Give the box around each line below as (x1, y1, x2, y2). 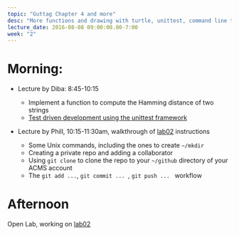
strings (28, 106, 49, 115)
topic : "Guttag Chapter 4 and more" (7, 10, 116, 18)
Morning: (7, 61, 63, 77)
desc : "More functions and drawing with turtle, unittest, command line (7, 17, 228, 24)
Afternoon (7, 197, 70, 212)
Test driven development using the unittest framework (28, 113, 187, 122)
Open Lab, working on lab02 (7, 220, 91, 229)
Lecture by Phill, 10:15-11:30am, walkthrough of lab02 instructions (17, 127, 210, 136)
